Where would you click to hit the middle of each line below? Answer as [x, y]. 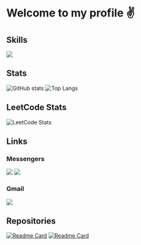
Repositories [31, 221]
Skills [17, 40]
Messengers [25, 159]
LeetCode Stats [36, 107]
